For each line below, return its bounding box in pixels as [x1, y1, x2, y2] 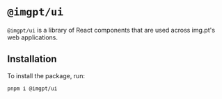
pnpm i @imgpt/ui [7, 85, 58, 92]
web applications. [7, 33, 58, 42]
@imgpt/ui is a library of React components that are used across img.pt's [7, 26, 216, 34]
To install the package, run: [7, 71, 86, 80]
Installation [7, 53, 57, 65]
